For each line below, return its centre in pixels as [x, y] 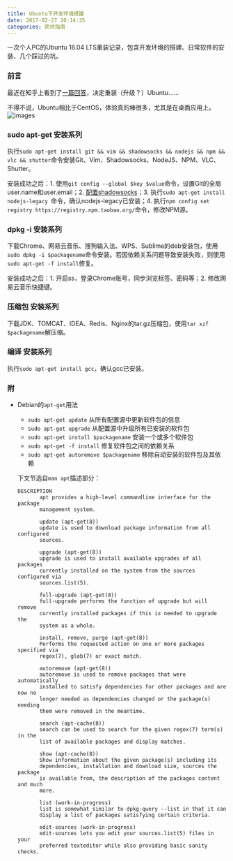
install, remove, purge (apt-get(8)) [94, 638]
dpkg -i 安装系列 [35, 229]
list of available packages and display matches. [113, 742]
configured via [39, 577]
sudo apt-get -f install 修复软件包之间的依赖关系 [101, 446]
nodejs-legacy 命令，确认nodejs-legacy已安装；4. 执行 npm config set [109, 200]
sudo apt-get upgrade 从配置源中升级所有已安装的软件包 [109, 428]
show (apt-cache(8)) [69, 754]
